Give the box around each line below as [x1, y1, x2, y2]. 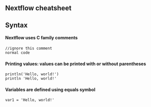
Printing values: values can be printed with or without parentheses [5, 61, 146, 67]
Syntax [5, 21, 28, 29]
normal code [5, 50, 30, 55]
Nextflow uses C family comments [5, 35, 78, 41]
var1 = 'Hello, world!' [5, 98, 55, 103]
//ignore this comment [5, 46, 52, 51]
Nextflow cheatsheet [5, 4, 72, 12]
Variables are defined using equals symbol [5, 87, 96, 93]
